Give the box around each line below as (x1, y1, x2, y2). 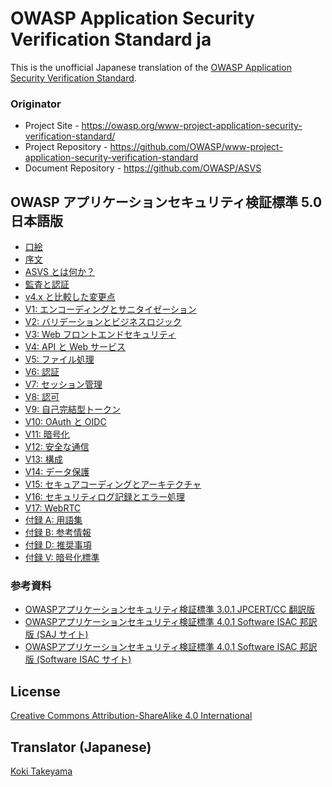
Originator (10, 97, 62, 111)
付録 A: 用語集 (24, 514, 83, 526)
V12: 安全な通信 (24, 441, 90, 453)
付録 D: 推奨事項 (24, 539, 92, 551)
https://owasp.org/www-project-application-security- (81, 120, 303, 132)
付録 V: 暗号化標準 (24, 552, 100, 564)
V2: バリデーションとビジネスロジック (24, 316, 182, 328)
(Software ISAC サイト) (36, 653, 132, 666)
